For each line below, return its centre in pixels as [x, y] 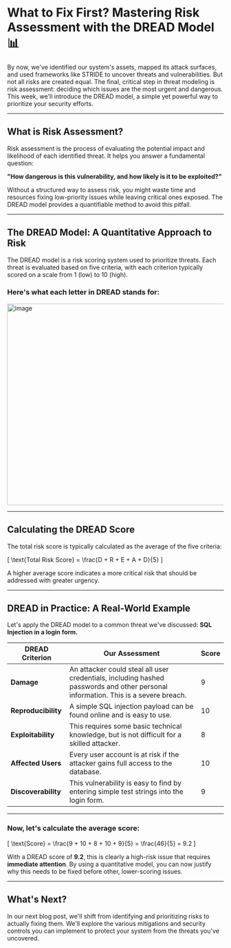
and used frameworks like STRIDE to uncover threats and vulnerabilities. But [115, 74]
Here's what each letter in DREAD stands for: [84, 292]
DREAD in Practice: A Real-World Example [99, 609]
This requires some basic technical [125, 726]
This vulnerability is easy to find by [125, 783]
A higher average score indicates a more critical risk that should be [102, 573]
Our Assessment [132, 654]
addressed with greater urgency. [53, 580]
